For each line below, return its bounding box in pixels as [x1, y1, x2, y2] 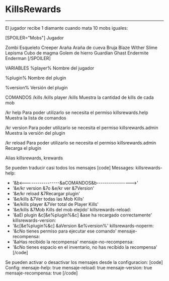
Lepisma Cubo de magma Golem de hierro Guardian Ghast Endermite [5, 49, 149, 56]
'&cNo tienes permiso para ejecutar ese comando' [12, 228, 117, 234]
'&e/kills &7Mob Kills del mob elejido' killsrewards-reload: [12, 206, 131, 212]
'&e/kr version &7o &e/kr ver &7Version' [12, 185, 95, 191]
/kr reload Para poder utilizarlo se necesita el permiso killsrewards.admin [5, 140, 156, 146]
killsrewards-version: [12, 217, 56, 223]
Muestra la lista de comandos [5, 115, 66, 121]
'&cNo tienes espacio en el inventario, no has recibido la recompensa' [12, 244, 157, 250]
